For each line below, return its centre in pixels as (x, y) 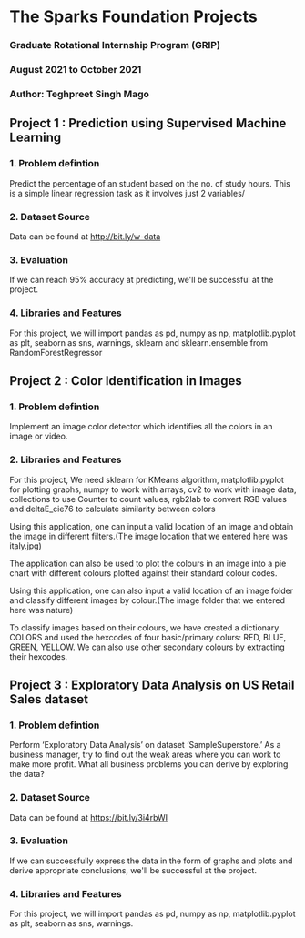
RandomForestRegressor (56, 352)
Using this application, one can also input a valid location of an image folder (152, 590)
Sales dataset (49, 699)
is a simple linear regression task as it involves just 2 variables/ (127, 193)
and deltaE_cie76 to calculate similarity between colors (112, 509)
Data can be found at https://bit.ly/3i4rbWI (89, 817)
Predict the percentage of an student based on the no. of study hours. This (150, 183)
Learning (36, 138)
